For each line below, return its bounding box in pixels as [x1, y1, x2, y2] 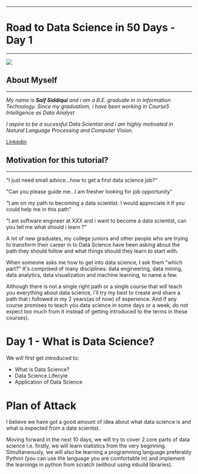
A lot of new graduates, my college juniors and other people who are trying [6, 234, 189, 242]
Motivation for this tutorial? [6, 155, 109, 165]
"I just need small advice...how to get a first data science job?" [6, 176, 158, 184]
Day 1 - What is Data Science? [6, 335, 155, 348]
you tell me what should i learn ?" [6, 223, 87, 230]
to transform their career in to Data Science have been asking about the [6, 241, 180, 248]
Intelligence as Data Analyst [6, 109, 75, 116]
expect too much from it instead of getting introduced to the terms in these [6, 308, 187, 315]
